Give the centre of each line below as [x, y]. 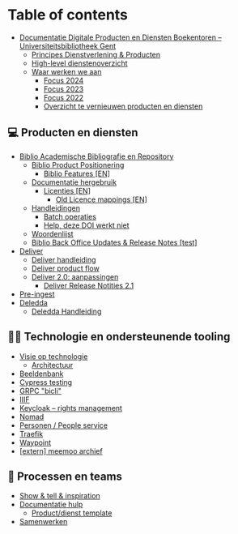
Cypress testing [46, 382]
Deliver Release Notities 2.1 [89, 285]
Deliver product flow [66, 268]
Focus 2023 [64, 89]
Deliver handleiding [64, 259]
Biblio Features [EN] [77, 173]
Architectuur [52, 365]
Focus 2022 [64, 97]
